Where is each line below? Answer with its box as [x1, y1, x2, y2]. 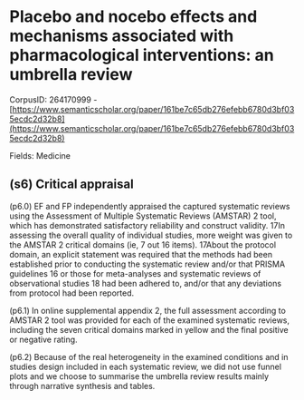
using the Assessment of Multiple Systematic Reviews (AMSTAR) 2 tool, [9, 210, 278, 221]
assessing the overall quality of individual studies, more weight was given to [9, 229, 293, 240]
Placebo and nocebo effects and [9, 6, 258, 27]
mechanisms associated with [9, 25, 234, 46]
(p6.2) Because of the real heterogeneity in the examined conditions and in [9, 351, 289, 362]
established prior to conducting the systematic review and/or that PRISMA [9, 259, 286, 269]
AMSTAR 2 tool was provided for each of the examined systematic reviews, [9, 315, 290, 326]
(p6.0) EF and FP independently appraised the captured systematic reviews [9, 200, 291, 211]
